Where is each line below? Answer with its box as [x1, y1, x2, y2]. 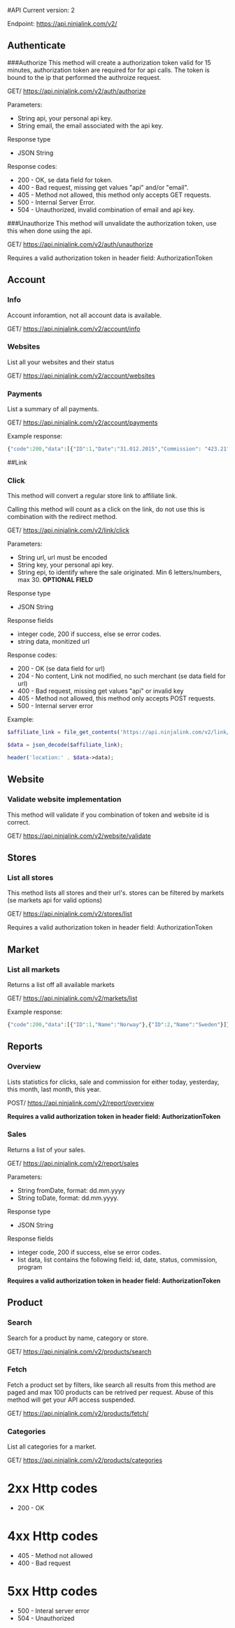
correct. [7, 818, 30, 826]
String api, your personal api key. [17, 113, 113, 122]
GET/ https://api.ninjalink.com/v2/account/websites [7, 371, 155, 380]
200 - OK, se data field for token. [17, 175, 113, 184]
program [17, 1262, 43, 1271]
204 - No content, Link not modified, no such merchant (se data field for [17, 672, 226, 680]
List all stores [7, 872, 54, 882]
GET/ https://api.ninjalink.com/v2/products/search [7, 1347, 152, 1355]
